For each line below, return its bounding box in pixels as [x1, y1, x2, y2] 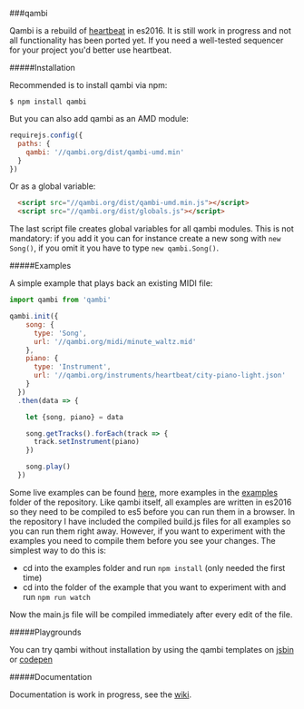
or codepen [9, 654, 53, 665]
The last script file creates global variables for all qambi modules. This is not [9, 223, 295, 234]
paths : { [17, 139, 51, 148]
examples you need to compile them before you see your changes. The [9, 535, 276, 546]
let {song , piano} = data [25, 412, 124, 421]
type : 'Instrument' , [33, 362, 112, 371]
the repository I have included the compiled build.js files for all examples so [9, 516, 291, 527]
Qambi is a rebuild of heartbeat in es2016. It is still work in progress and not [9, 25, 292, 35]
